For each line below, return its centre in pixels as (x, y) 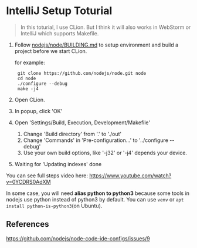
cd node (27, 78)
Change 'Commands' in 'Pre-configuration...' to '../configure (96, 140)
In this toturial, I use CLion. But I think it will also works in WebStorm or (106, 27)
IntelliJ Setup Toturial (59, 11)
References (28, 224)
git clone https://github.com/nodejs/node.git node (82, 73)
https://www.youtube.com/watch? (130, 176)
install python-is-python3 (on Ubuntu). (54, 206)
